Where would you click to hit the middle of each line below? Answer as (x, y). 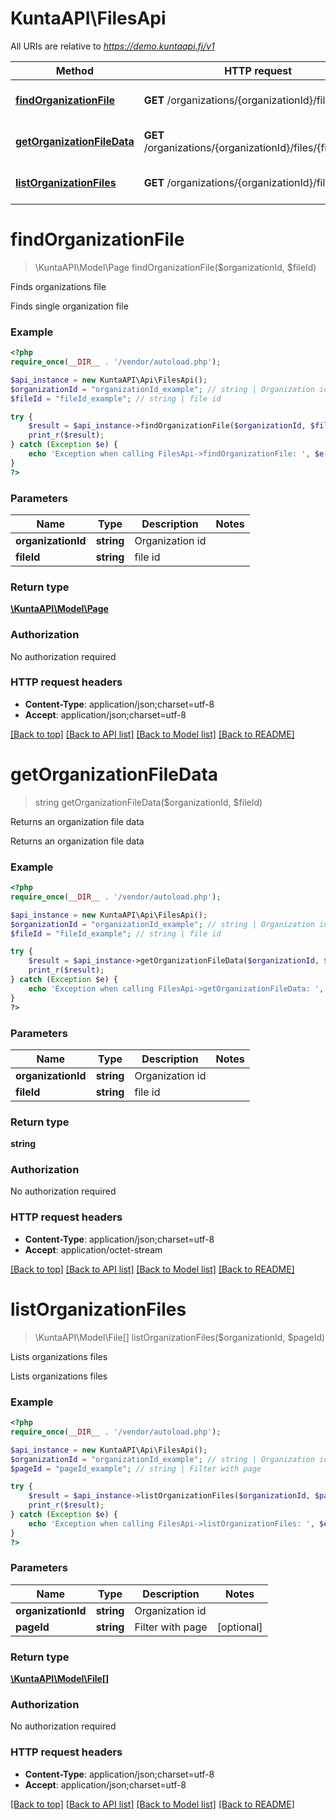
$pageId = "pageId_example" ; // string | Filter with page (136, 1468)
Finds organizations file (58, 286)
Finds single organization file (69, 306)
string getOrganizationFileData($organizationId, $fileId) (148, 802)
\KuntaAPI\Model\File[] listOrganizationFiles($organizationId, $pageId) (180, 1337)
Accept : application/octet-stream (93, 1249)
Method (74, 70)
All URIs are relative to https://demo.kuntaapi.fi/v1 (112, 46)
